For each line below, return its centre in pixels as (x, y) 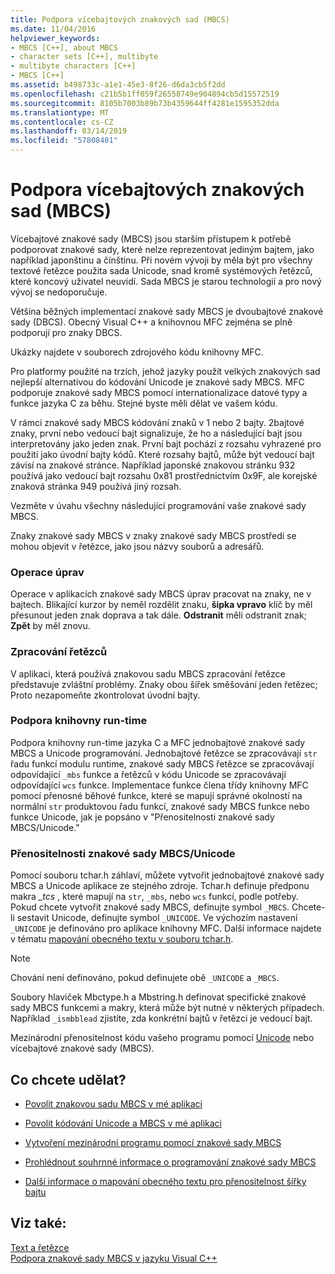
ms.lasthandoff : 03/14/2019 (69, 131)
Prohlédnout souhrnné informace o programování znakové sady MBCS (170, 1162)
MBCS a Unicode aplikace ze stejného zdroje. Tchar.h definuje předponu (160, 886)
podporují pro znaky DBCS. (66, 332)
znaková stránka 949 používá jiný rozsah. (96, 486)
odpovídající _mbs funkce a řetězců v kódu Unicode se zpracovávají (148, 774)
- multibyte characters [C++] (73, 66)
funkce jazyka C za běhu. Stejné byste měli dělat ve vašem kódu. (144, 403)
